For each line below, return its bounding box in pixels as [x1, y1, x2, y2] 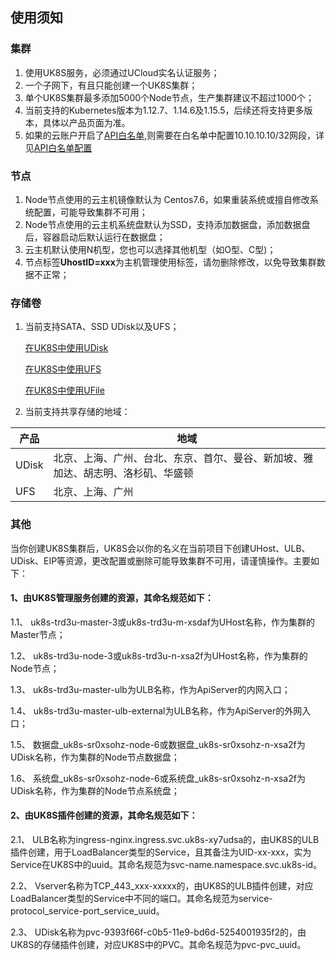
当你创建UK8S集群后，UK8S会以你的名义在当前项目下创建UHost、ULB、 [10, 542, 311, 554]
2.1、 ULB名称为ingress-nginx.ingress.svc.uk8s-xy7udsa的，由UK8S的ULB [10, 833, 320, 845]
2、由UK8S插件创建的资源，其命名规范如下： [10, 809, 198, 822]
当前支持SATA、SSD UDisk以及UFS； [24, 321, 180, 333]
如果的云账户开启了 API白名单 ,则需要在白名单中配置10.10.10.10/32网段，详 [24, 129, 325, 141]
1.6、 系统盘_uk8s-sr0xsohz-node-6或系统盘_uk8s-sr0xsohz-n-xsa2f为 [10, 772, 306, 784]
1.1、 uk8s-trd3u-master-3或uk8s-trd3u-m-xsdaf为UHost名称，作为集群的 [10, 616, 316, 628]
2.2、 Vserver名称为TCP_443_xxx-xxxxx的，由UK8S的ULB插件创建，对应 [10, 879, 314, 892]
